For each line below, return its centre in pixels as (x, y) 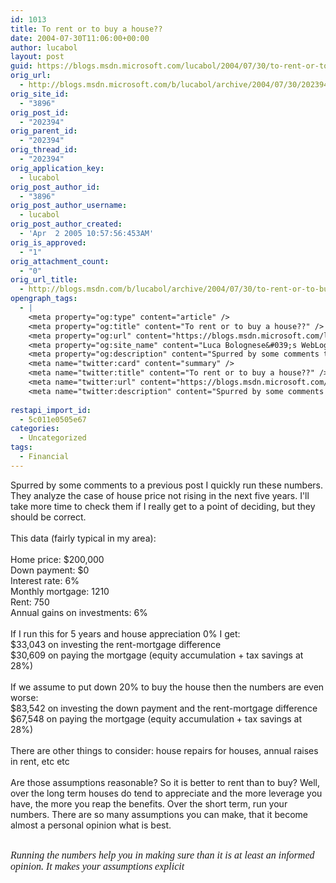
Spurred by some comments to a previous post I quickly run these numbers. (167, 485)
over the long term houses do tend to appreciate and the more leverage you (166, 793)
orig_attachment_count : (60, 261)
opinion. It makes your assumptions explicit (97, 866)
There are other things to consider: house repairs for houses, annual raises (164, 750)
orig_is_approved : (48, 242)
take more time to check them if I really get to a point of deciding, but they (163, 506)
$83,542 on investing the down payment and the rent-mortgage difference (164, 708)
